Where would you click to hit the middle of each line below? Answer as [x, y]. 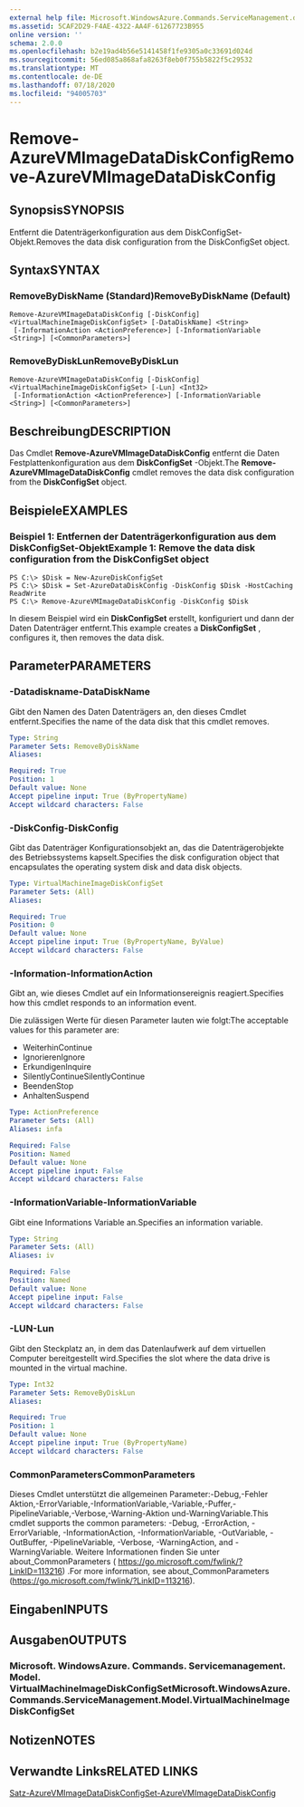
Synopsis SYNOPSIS [67, 211]
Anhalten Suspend [56, 1096]
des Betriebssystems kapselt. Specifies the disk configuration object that [144, 857]
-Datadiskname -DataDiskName [80, 692]
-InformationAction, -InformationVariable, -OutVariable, [166, 1533]
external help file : [48, 18]
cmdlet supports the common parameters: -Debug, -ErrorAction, [130, 1523]
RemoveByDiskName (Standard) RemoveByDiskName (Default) [150, 295]
